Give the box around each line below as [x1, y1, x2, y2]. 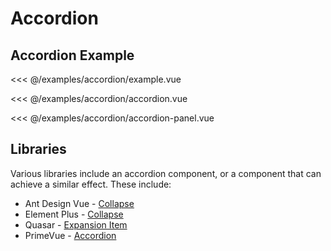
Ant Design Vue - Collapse [24, 197, 135, 209]
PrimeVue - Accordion [24, 229, 117, 241]
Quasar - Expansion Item [24, 218, 128, 231]
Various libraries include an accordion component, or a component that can [10, 167, 322, 179]
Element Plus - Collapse [24, 208, 124, 220]
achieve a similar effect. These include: [10, 178, 172, 190]
